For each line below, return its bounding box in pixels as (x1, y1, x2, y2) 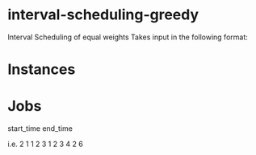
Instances (7, 60, 76, 79)
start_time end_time (7, 124, 73, 133)
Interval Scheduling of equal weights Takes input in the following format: (7, 32, 248, 42)
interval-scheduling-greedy (7, 6, 199, 24)
